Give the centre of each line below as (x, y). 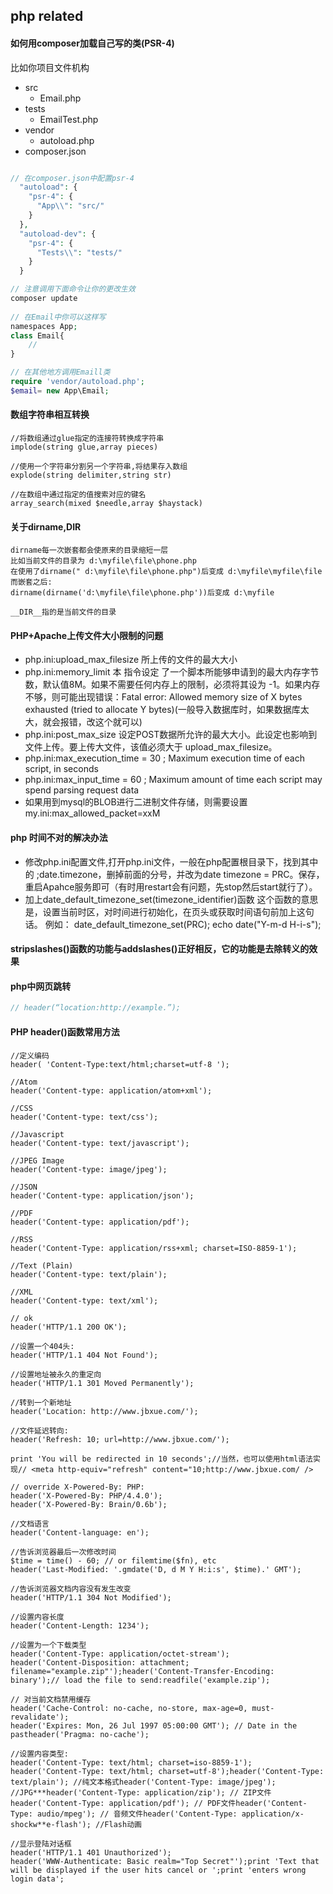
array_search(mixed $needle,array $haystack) (106, 504)
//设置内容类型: (39, 1754)
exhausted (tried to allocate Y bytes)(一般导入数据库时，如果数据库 (162, 710)
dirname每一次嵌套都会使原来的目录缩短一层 (89, 550)
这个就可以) (118, 722)
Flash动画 (123, 1824)
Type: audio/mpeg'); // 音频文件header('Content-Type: (124, 1814)
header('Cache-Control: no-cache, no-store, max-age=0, (129, 1708)
